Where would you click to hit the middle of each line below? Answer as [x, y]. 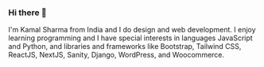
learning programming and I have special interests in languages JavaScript [130, 38]
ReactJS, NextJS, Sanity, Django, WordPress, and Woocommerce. [116, 55]
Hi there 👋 [28, 13]
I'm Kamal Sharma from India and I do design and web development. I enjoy [132, 30]
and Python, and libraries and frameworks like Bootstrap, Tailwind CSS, [125, 47]
